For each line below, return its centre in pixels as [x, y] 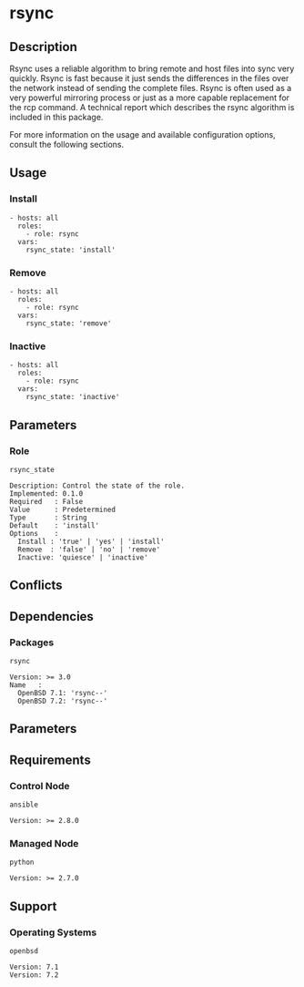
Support [33, 906]
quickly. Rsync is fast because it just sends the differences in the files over [149, 78]
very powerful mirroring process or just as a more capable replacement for [149, 98]
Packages [32, 643]
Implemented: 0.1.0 [46, 493]
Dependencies [51, 617]
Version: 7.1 [34, 967]
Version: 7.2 [34, 975]
